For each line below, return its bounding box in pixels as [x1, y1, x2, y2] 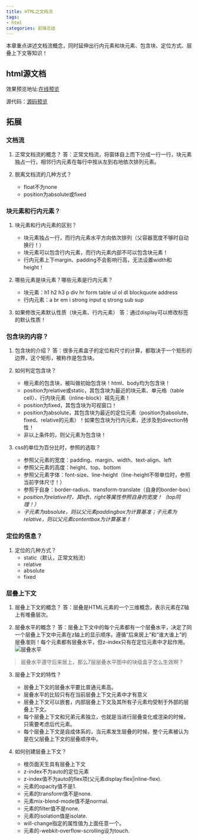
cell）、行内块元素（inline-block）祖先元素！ [23, 394, 131, 401]
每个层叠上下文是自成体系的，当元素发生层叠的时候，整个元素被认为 [23, 728, 189, 735]
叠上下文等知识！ [6, 50, 48, 57]
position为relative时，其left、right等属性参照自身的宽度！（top [23, 494, 176, 501]
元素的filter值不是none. [23, 804, 80, 812]
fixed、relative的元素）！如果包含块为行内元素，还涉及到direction [23, 417, 184, 424]
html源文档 [6, 69, 47, 79]
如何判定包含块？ [14, 367, 57, 374]
